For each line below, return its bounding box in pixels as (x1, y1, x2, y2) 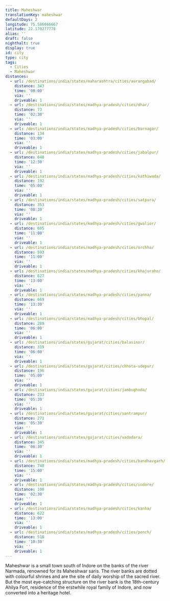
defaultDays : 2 (5, 17, 38, 22)
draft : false (5, 36, 33, 41)
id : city (5, 50, 24, 55)
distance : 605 (14, 226, 44, 231)
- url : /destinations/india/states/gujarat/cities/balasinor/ (10, 340, 145, 345)
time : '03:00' (14, 136, 44, 141)
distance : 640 (14, 155, 44, 160)
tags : (5, 60, 17, 65)
